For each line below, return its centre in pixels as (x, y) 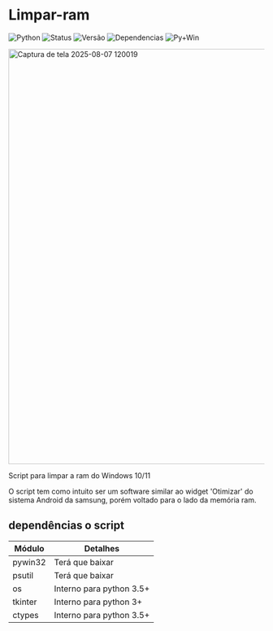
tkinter (25, 602)
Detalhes (102, 548)
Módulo (29, 548)
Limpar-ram (49, 15)
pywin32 (29, 562)
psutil (23, 575)
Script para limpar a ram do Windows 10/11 (80, 475)
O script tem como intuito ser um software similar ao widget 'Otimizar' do (131, 491)
